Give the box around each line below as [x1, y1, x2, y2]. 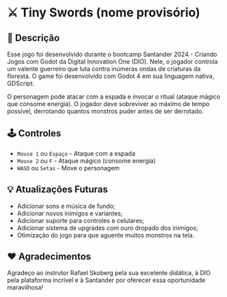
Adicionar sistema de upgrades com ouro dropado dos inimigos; [16, 224, 198, 232]
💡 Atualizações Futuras [7, 183, 108, 196]
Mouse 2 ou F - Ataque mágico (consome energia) [16, 156, 156, 165]
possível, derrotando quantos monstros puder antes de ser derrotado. [7, 107, 204, 115]
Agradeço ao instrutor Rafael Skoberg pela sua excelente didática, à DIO [7, 269, 211, 277]
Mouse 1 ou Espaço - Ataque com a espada [16, 149, 135, 157]
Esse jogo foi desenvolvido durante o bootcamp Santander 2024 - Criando [7, 50, 217, 58]
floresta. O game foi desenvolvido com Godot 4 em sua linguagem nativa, [7, 72, 215, 80]
